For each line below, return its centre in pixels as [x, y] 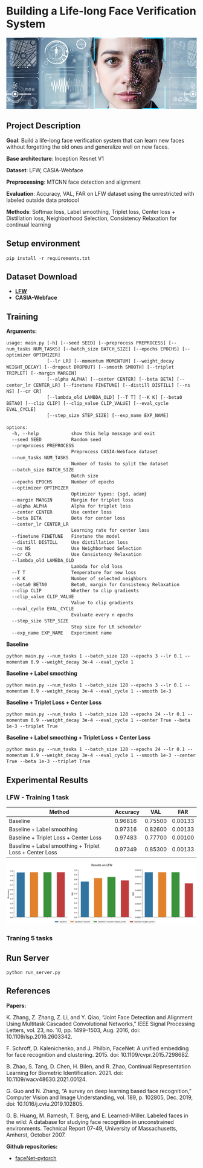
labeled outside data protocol [43, 200]
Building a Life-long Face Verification [101, 11]
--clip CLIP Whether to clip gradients [75, 591]
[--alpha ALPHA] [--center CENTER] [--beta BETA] [110, 379]
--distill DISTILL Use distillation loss [70, 543]
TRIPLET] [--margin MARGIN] [42, 373]
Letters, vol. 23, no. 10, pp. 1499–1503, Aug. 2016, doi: [73, 1030]
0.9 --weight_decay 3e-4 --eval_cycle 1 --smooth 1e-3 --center [113, 756]
